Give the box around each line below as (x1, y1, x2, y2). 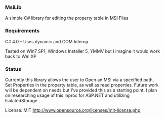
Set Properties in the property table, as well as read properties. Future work (5, 82, 159, 88)
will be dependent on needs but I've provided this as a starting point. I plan (5, 87, 157, 93)
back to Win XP (5, 53, 37, 59)
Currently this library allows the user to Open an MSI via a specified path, (5, 77, 154, 83)
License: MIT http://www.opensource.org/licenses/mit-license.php (5, 107, 141, 113)
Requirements (5, 28, 40, 34)
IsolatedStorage (5, 97, 38, 103)
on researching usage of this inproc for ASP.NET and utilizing (5, 92, 130, 98)
